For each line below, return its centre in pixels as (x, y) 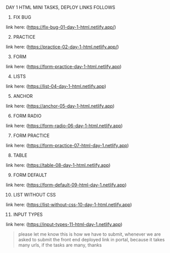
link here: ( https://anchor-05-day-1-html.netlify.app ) (60, 106)
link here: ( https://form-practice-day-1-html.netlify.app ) (64, 66)
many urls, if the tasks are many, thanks (60, 245)
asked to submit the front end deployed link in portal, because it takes (91, 240)
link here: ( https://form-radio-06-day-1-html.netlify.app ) (64, 126)
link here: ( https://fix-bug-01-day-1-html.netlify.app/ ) (61, 27)
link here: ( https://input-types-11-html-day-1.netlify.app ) (64, 224)
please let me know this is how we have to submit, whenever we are (89, 234)
